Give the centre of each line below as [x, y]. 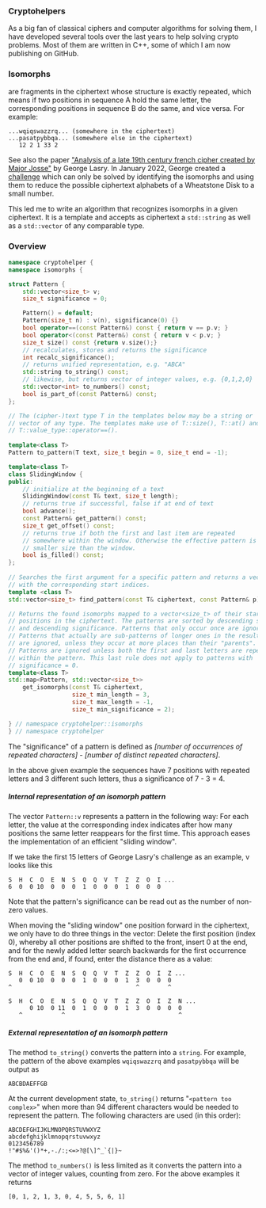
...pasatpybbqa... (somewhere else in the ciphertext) [101, 138]
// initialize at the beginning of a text [93, 489]
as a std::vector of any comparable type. [76, 225]
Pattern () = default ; [58, 313]
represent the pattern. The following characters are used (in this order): [125, 1115]
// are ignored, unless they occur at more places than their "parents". [133, 643]
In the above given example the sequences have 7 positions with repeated [129, 770]
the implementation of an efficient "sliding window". [92, 842]
